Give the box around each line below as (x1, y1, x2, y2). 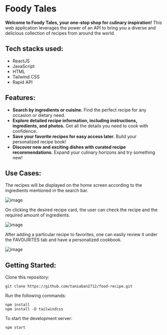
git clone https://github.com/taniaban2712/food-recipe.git (5, 284, 133, 289)
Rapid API (12, 79, 33, 85)
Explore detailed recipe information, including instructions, (12, 117, 138, 123)
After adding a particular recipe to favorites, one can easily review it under (5, 232, 158, 238)
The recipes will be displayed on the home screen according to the (5, 182, 142, 188)
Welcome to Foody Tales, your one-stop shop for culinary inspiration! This (5, 19, 162, 25)
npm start (5, 325, 26, 330)
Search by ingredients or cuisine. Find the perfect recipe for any (12, 107, 147, 113)
